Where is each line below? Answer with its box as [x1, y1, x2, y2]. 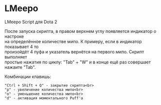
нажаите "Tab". [4, 64, 36, 70]
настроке [4, 33, 24, 39]
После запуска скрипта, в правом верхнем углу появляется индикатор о [4, 28, 157, 34]
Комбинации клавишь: [4, 74, 52, 79]
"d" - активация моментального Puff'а [4, 95, 83, 101]
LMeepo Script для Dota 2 [4, 19, 57, 25]
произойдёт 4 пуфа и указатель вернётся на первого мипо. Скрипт [4, 49, 144, 55]
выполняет [4, 54, 27, 60]
